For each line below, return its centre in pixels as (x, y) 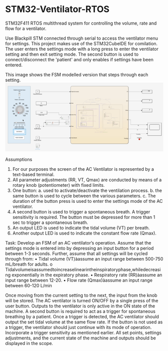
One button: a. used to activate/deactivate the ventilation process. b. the (87, 190)
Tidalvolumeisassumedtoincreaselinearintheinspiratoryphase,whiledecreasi (83, 269)
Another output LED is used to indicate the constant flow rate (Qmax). (85, 233)
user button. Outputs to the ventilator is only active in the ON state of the (80, 306)
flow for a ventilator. (26, 28)
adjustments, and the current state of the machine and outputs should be (81, 338)
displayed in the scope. (29, 343)
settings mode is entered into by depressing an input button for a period (79, 248)
